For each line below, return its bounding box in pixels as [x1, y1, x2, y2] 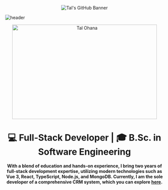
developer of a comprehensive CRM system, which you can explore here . [7, 179, 162, 185]
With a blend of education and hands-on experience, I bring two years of [7, 163, 162, 169]
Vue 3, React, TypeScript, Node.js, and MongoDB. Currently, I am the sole [6, 173, 163, 179]
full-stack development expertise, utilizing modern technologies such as [7, 168, 162, 174]
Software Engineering [38, 146, 131, 158]
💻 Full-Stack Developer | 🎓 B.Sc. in [8, 132, 161, 144]
